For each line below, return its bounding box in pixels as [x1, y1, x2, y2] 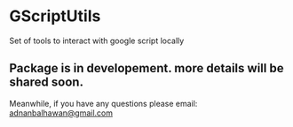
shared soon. [9, 75, 84, 90]
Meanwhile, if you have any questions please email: [9, 98, 198, 108]
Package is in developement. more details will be [9, 61, 284, 76]
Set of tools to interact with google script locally [9, 35, 185, 46]
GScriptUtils [9, 6, 101, 26]
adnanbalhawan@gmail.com [9, 108, 114, 118]
